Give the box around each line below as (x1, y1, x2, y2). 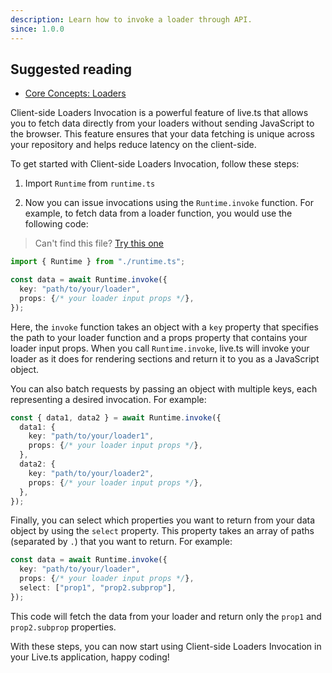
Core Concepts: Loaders (24, 87, 127, 100)
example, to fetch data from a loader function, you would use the (24, 207, 293, 220)
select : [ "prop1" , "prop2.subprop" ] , (19, 583, 177, 593)
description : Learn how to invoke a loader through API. (10, 14, 253, 25)
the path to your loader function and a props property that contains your (10, 331, 308, 343)
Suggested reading (10, 61, 133, 78)
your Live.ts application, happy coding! (10, 651, 170, 663)
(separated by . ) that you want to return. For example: (10, 536, 233, 548)
